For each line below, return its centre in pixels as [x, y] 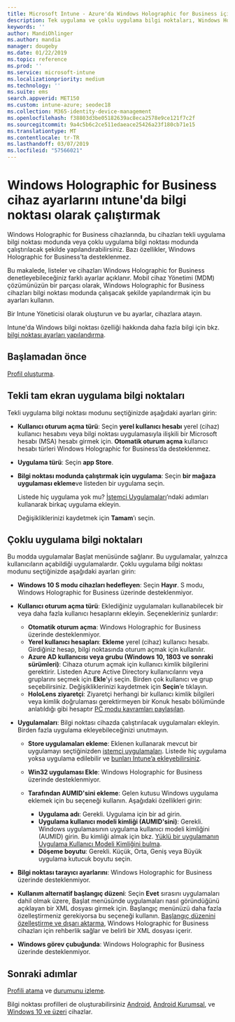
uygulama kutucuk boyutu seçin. [85, 859]
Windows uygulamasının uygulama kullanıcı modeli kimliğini [124, 829]
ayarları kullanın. [31, 300]
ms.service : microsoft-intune [51, 72]
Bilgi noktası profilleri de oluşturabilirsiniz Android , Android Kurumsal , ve [111, 1004]
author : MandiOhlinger [40, 33]
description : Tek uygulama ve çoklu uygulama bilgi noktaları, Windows [114, 20]
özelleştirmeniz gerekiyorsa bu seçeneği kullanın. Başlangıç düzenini [116, 916]
